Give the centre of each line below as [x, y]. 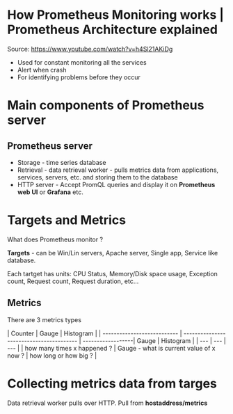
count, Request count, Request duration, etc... [73, 281]
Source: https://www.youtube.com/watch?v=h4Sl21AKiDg [90, 49]
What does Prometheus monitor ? [55, 239]
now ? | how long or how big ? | [52, 356]
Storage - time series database [62, 162]
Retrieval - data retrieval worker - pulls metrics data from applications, [118, 170]
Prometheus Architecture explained [112, 30]
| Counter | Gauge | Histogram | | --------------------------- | [95, 333]
